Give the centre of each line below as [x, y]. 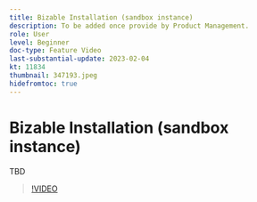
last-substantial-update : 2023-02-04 [79, 59]
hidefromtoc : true [43, 84]
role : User [29, 34]
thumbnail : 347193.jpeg [54, 76]
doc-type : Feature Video [55, 51]
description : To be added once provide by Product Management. [129, 26]
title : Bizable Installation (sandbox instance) [101, 17]
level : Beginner [39, 42]
